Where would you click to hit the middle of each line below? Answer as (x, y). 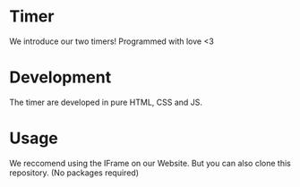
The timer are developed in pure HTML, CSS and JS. (106, 102)
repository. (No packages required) (74, 173)
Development (60, 77)
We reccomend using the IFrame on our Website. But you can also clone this (150, 163)
